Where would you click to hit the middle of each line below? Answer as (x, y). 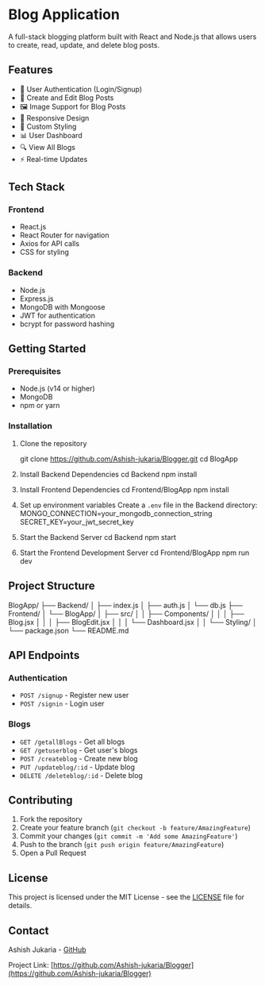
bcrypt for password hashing (67, 324)
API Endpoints (44, 655)
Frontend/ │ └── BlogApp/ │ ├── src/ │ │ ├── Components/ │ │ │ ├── (126, 614)
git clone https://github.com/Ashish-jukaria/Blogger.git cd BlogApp (129, 459)
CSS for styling (44, 252)
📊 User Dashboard (51, 135)
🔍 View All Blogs (47, 147)
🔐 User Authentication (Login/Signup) (81, 89)
